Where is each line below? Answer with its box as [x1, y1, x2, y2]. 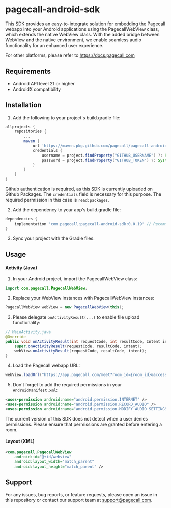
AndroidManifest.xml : [12, 387, 58, 393]
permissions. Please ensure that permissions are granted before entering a [5, 421, 162, 427]
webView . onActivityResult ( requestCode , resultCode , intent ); [14, 348, 147, 354]
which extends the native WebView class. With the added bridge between [5, 31, 160, 37]
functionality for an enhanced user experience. [5, 42, 104, 48]
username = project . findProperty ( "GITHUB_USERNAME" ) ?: [41, 152, 163, 158]
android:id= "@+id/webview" [14, 454, 72, 459]
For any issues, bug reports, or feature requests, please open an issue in [5, 492, 158, 498]
